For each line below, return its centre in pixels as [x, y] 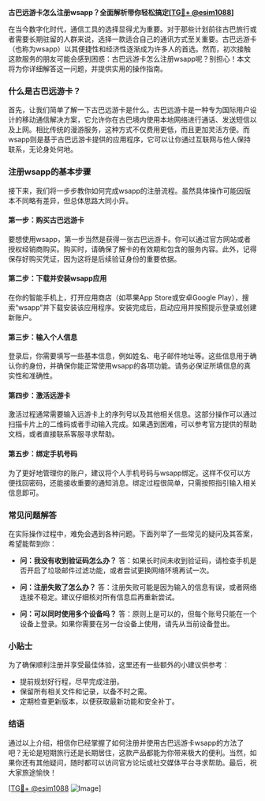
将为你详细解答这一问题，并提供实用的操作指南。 [88, 69]
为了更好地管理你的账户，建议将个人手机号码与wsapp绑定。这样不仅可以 [126, 473]
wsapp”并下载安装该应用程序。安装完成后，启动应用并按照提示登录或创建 [138, 307]
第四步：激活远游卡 [39, 395]
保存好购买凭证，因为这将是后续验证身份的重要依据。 [95, 259]
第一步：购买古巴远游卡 [46, 220]
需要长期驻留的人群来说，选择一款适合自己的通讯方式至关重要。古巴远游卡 [136, 39]
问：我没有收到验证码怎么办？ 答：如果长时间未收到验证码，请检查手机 [134, 560]
